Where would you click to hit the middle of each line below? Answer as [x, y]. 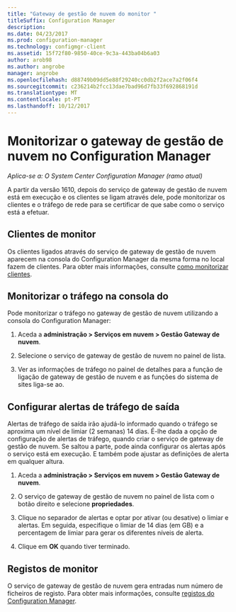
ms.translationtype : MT [43, 93]
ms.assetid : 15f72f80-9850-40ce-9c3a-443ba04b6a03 [84, 54]
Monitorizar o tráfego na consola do [88, 296]
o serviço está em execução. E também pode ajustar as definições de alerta [118, 454]
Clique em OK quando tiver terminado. [74, 547]
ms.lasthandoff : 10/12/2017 [49, 106]
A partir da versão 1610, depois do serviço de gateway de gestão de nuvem [117, 189]
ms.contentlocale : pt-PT [44, 100]
